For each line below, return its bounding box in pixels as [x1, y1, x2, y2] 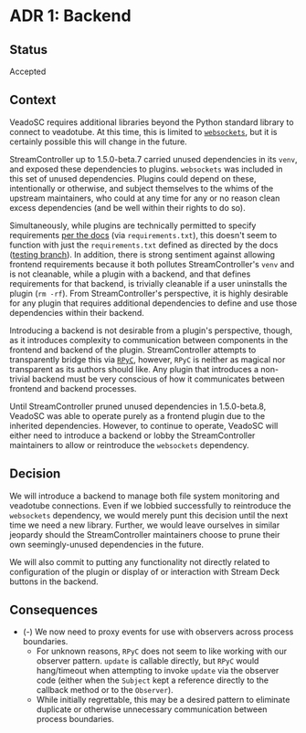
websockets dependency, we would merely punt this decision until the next [9, 509, 289, 520]
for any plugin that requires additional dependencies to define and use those [9, 298, 298, 309]
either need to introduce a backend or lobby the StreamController [9, 430, 256, 441]
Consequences [9, 602, 99, 618]
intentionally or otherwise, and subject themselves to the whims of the [9, 183, 274, 194]
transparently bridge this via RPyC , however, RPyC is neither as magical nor [9, 353, 286, 365]
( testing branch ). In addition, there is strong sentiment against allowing [9, 248, 276, 260]
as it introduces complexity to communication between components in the [9, 334, 289, 345]
